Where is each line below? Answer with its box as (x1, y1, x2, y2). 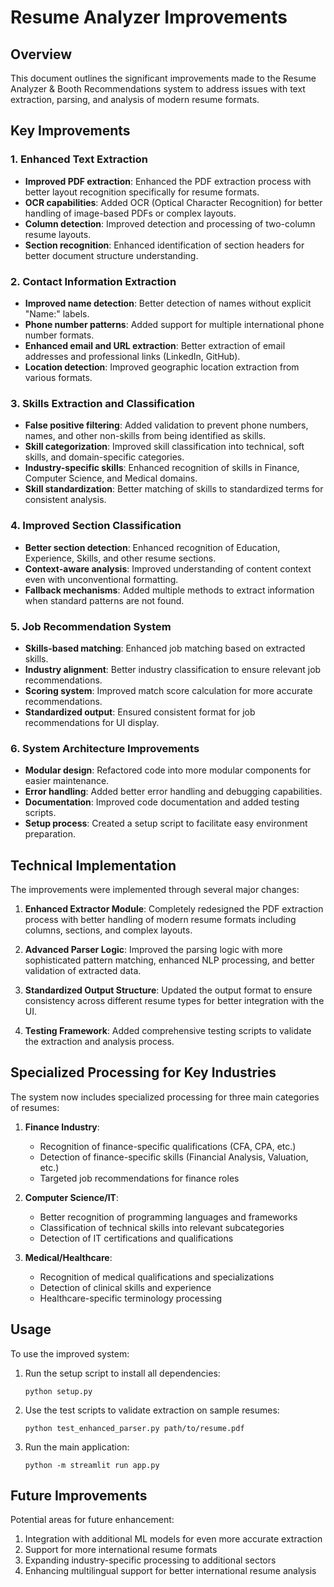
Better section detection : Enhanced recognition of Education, (24, 541, 281, 553)
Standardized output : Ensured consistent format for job (24, 706, 256, 718)
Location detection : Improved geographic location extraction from (24, 361, 300, 373)
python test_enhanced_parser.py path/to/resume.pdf (24, 1423, 245, 1433)
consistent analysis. (24, 494, 107, 506)
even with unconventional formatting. (24, 573, 179, 585)
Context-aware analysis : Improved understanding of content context (24, 562, 312, 575)
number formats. (24, 329, 95, 341)
